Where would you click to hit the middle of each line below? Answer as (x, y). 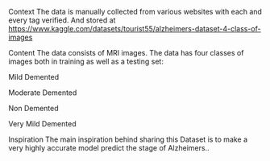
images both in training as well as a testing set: (86, 61)
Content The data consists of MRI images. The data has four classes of (126, 53)
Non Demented (33, 108)
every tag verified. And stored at (62, 20)
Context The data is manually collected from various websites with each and (135, 12)
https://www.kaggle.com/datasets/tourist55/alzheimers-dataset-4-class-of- (135, 29)
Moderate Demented (43, 93)
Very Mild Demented (42, 124)
